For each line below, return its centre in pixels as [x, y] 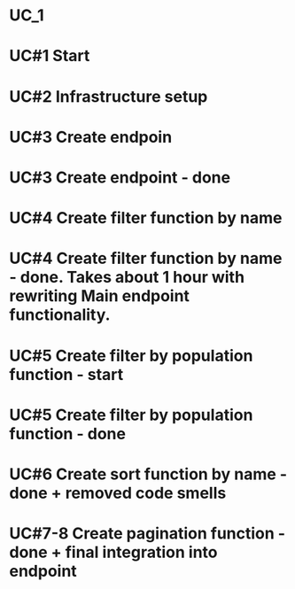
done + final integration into [113, 552]
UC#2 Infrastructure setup [109, 96]
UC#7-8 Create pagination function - [147, 534]
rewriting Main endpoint [100, 296]
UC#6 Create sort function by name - [148, 474]
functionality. [60, 315]
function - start [66, 374]
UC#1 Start [50, 56]
